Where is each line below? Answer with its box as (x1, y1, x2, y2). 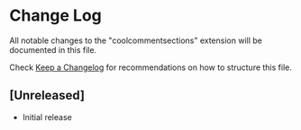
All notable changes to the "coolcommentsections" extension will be (9, 35, 263, 46)
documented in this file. (9, 44, 97, 55)
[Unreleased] (9, 88, 86, 103)
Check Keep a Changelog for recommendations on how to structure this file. (9, 62, 293, 73)
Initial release (22, 111, 72, 122)
